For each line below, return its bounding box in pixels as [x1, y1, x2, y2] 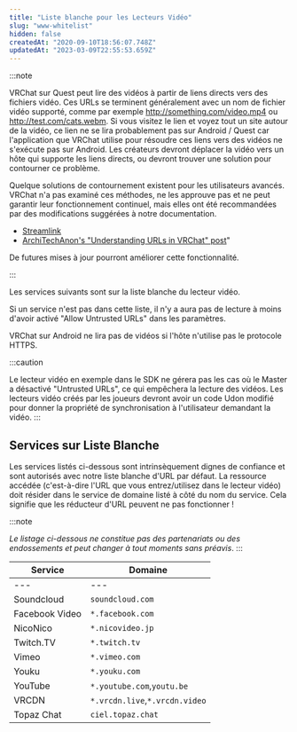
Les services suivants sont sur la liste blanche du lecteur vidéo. [9, 287, 241, 297]
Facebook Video [13, 607, 82, 619]
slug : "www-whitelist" [9, 21, 93, 30]
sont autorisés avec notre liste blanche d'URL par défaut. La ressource [9, 470, 267, 481]
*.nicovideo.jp [90, 623, 154, 633]
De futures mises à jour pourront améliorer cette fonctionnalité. [9, 252, 239, 263]
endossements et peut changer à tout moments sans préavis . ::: [9, 542, 244, 553]
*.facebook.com [90, 609, 154, 618]
